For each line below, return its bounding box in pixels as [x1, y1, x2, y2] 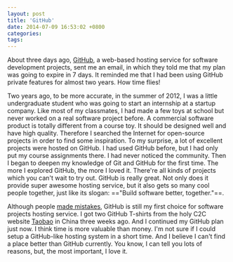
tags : [7, 37, 23, 44]
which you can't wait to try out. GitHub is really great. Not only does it [7, 173, 208, 183]
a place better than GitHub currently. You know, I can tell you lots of [7, 240, 202, 248]
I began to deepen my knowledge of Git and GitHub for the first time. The [7, 159, 219, 167]
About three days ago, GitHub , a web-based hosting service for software [7, 55, 218, 64]
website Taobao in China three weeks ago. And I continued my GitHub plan [7, 217, 225, 225]
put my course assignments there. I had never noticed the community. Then [7, 152, 227, 160]
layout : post [7, 10, 46, 18]
